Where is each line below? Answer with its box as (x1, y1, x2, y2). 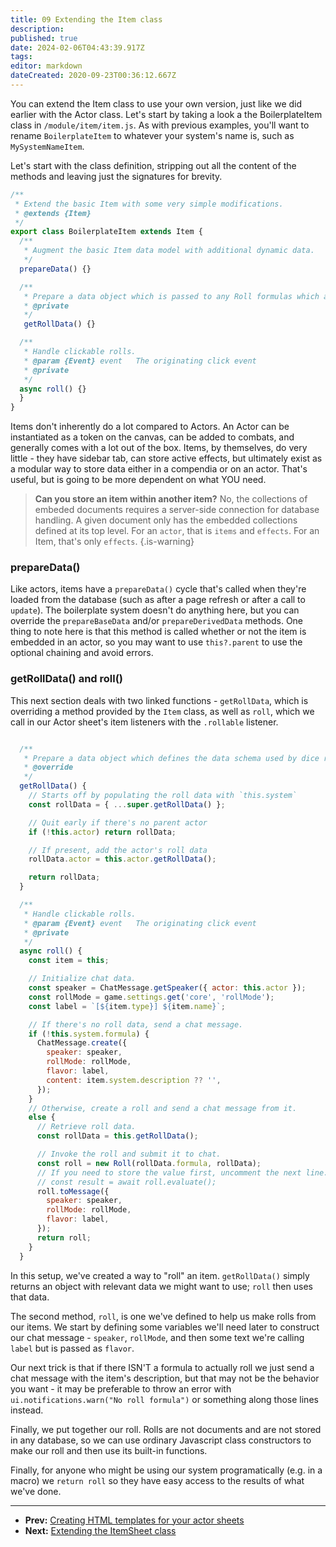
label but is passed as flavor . (10, 1342, 135, 1354)
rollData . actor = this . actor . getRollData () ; (28, 854, 217, 865)
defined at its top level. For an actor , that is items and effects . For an (34, 525, 320, 537)
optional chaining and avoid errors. (10, 647, 154, 659)
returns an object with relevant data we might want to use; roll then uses (10, 1280, 313, 1292)
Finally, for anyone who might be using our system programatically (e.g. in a (10, 1464, 323, 1476)
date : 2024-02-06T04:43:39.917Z (10, 42, 145, 53)
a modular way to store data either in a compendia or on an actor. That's (10, 463, 308, 475)
